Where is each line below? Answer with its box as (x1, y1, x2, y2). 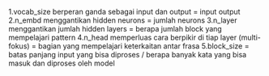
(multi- (238, 32, 262, 42)
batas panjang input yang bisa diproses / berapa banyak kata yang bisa (8, 50, 247, 59)
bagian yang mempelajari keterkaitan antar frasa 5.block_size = (37, 41, 250, 51)
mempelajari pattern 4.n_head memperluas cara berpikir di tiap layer (8, 32, 237, 42)
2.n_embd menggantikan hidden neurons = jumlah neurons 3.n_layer (8, 15, 237, 25)
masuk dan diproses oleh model (8, 58, 115, 68)
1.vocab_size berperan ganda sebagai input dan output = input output (8, 7, 241, 16)
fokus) (8, 41, 30, 51)
